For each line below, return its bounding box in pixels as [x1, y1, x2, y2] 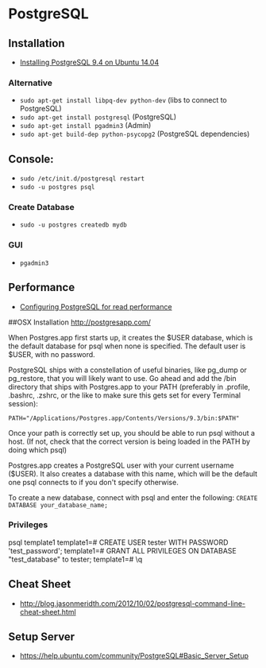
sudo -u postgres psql [19, 184, 95, 192]
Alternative [8, 77, 53, 88]
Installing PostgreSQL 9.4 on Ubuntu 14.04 [19, 57, 160, 67]
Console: [8, 152, 54, 165]
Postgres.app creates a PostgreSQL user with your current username [8, 460, 234, 470]
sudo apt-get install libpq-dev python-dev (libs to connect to [19, 95, 228, 105]
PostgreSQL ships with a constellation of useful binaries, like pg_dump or [8, 365, 248, 375]
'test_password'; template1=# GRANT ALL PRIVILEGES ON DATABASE [8, 546, 237, 555]
